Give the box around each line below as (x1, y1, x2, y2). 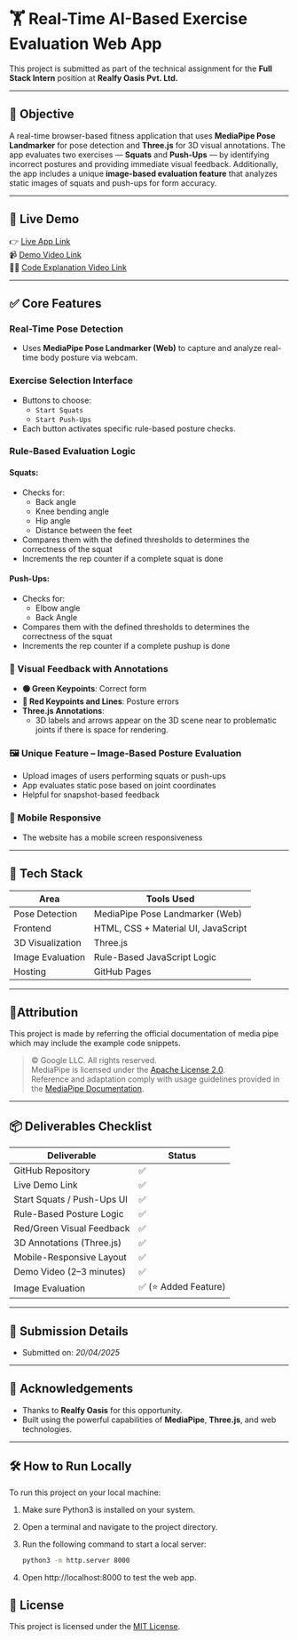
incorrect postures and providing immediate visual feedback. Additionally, (9, 158, 278, 169)
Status (168, 1149, 197, 1162)
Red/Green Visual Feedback (13, 1222, 130, 1235)
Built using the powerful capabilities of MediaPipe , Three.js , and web (21, 1414, 277, 1425)
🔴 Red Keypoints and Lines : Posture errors (21, 696, 179, 707)
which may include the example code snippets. (9, 1038, 181, 1049)
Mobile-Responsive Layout (13, 1252, 127, 1264)
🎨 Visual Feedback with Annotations (9, 662, 169, 675)
